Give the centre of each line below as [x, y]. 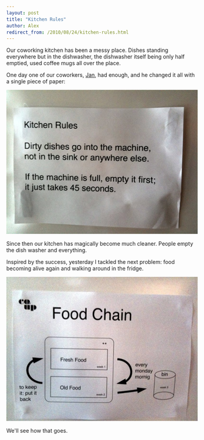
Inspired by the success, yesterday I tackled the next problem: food [90, 262]
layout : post [23, 13]
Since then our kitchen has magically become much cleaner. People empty [100, 244]
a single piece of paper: [36, 82]
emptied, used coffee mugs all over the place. [64, 63]
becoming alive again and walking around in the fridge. [75, 269]
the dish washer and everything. [46, 250]
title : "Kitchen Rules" [36, 19]
